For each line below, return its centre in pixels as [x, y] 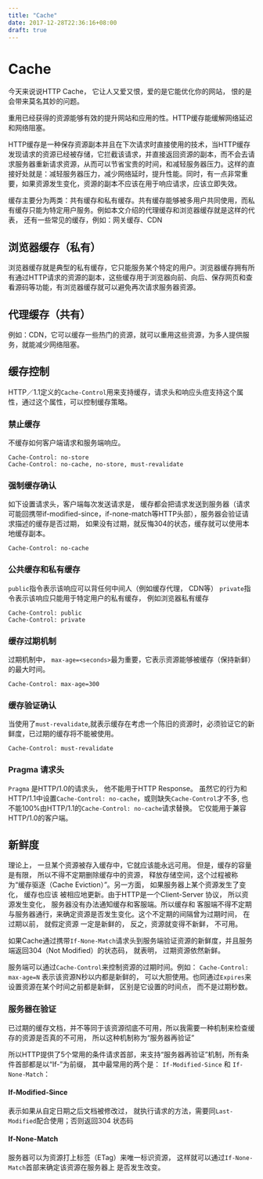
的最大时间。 [29, 669]
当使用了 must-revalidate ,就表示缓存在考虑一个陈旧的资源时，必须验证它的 [128, 724]
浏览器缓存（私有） [54, 247]
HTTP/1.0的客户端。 [40, 818]
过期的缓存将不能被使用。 [76, 734]
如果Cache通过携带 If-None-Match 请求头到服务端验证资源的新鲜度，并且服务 [130, 941]
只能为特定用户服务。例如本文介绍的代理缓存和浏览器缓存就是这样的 [138, 210]
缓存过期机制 [32, 641]
